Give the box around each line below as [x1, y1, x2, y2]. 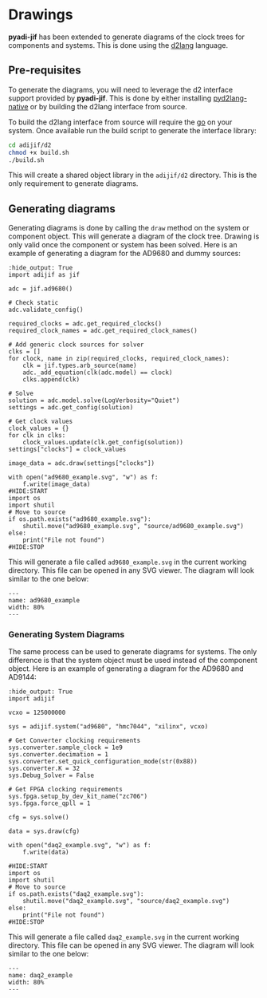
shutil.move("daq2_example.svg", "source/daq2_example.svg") [22, 897, 230, 905]
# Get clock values [8, 417, 73, 426]
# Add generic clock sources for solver [8, 341, 145, 349]
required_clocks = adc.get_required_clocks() [8, 320, 162, 328]
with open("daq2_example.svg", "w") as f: [8, 842, 151, 850]
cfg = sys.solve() [8, 814, 69, 822]
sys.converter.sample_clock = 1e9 [8, 744, 124, 751]
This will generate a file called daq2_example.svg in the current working [8, 932, 240, 942]
